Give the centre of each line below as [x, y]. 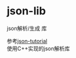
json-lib [26, 11]
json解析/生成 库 [27, 28]
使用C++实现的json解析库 [39, 48]
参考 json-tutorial [27, 41]
